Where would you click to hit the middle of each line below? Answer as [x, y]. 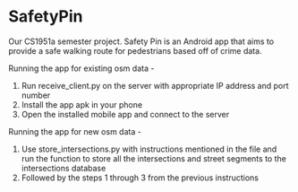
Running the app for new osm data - [75, 131]
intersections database [64, 168]
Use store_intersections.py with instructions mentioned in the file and [149, 149]
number [36, 95]
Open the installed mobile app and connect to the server [125, 114]
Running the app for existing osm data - [81, 68]
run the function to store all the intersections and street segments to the [154, 158]
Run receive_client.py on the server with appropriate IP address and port [155, 85]
